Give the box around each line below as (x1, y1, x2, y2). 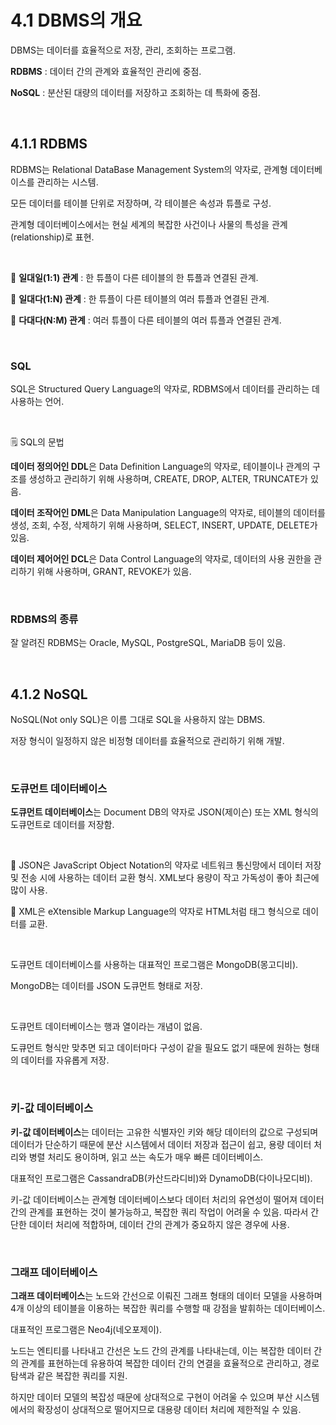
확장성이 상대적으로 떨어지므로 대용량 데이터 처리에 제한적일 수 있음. (36, 1404, 302, 1416)
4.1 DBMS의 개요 (10, 9, 143, 32)
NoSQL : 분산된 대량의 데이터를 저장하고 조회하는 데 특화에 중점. (10, 86, 261, 98)
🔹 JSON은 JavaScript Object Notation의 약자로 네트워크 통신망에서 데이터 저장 (10, 859, 322, 871)
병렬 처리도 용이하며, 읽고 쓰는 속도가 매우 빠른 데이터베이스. (28, 1151, 264, 1163)
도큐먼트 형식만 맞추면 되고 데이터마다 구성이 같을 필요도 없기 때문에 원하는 (10, 1042, 302, 1054)
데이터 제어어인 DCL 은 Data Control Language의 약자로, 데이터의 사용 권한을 (10, 553, 312, 565)
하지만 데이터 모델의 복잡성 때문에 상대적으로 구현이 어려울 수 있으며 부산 (10, 1391, 293, 1403)
